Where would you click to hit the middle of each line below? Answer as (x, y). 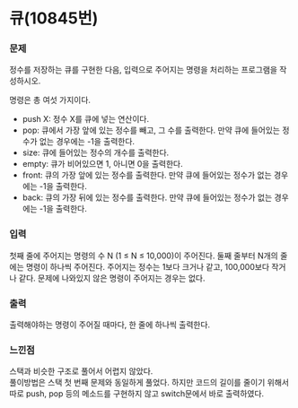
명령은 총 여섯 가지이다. (50, 100)
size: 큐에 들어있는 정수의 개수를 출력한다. (96, 152)
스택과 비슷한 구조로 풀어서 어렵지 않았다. (81, 371)
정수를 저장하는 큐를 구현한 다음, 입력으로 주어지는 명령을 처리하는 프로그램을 (144, 70)
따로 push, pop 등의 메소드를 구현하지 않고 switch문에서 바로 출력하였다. (137, 394)
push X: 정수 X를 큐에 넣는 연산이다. (86, 119)
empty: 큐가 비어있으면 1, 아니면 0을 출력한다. (102, 164)
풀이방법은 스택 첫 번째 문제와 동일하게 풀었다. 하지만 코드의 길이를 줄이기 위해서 (149, 383)
